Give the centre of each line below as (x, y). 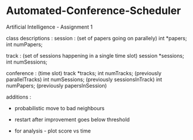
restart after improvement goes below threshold (72, 119)
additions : (19, 97)
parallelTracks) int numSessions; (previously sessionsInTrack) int (84, 79)
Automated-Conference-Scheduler (94, 11)
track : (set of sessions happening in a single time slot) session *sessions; (95, 55)
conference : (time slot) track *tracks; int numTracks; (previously (84, 73)
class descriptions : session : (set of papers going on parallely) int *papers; (96, 38)
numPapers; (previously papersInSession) (56, 85)
